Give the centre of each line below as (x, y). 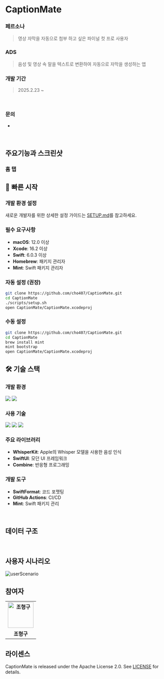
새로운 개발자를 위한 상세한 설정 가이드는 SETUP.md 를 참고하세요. (71, 215)
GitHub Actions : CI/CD (37, 497)
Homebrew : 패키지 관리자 (39, 261)
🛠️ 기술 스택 (22, 369)
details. (13, 672)
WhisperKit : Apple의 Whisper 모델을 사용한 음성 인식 (67, 452)
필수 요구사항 (20, 230)
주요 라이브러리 (23, 440)
